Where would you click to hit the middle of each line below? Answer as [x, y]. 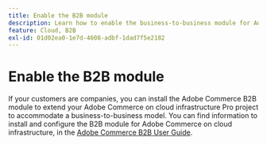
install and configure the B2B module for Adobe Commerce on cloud [120, 124]
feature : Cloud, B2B [43, 30]
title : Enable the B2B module [58, 15]
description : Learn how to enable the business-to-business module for [129, 23]
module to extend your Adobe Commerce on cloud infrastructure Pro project [133, 107]
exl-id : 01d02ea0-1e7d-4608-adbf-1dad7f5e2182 [87, 38]
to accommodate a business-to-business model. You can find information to [133, 116]
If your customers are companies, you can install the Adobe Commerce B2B [132, 99]
